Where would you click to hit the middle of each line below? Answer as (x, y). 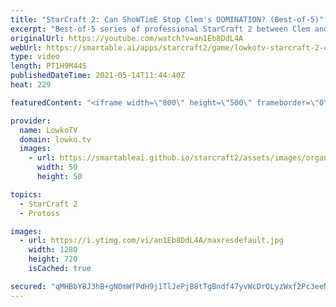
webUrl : (26, 47)
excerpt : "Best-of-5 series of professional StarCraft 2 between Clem (160, 29)
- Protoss (39, 213)
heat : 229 (31, 85)
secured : (28, 286)
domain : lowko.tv (55, 139)
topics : (26, 194)
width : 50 (57, 167)
